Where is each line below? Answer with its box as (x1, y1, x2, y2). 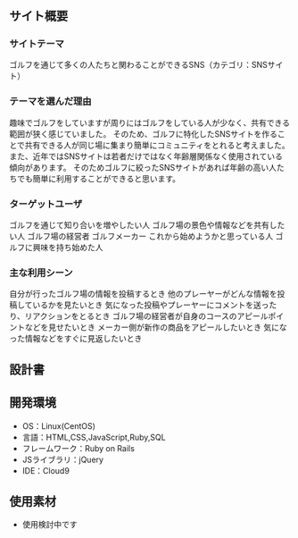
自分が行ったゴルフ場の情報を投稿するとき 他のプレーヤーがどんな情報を (9, 289, 277, 299)
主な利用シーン (9, 266, 73, 279)
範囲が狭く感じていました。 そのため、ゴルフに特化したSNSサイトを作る (9, 128, 278, 139)
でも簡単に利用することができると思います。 (16, 172, 181, 184)
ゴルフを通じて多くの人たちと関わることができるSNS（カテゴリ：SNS (9, 60, 268, 71)
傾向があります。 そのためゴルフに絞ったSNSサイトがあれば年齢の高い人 (9, 162, 277, 172)
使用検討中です (21, 519, 78, 530)
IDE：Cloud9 (21, 465, 70, 475)
